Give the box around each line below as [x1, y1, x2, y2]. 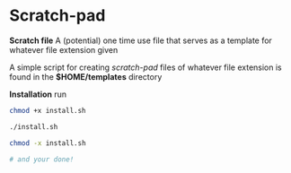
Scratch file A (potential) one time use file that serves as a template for [9, 35, 272, 46]
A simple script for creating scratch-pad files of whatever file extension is [9, 62, 282, 73]
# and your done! [9, 154, 75, 164]
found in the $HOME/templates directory [9, 71, 163, 82]
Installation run [9, 89, 67, 99]
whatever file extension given [9, 44, 119, 55]
